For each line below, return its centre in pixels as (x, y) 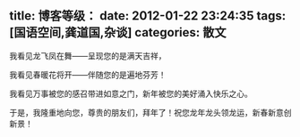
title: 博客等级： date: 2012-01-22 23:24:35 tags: (148, 16)
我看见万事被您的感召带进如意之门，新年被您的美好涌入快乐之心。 (131, 93)
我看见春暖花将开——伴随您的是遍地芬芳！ (88, 75)
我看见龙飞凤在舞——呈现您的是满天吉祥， (88, 55)
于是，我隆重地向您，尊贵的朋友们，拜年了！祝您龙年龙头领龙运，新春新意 (146, 112)
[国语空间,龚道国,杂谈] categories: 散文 (118, 32)
